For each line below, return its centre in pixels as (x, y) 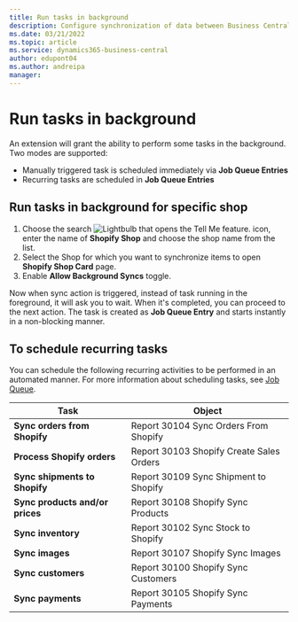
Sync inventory (47, 533)
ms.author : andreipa (47, 67)
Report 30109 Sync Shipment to (198, 477)
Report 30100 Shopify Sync (189, 568)
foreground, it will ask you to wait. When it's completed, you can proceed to (148, 302)
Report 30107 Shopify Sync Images (206, 553)
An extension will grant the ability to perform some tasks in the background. (148, 144)
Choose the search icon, (146, 229)
